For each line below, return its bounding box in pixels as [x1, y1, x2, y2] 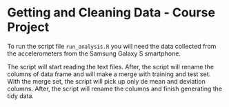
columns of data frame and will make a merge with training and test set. [7, 70, 211, 78]
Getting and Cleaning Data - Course [7, 5, 216, 21]
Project [7, 19, 50, 35]
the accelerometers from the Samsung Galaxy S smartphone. [7, 49, 181, 58]
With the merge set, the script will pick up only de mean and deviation [7, 77, 206, 85]
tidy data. [7, 91, 34, 100]
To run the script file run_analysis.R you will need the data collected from [7, 42, 217, 50]
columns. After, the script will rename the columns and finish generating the [7, 84, 223, 93]
